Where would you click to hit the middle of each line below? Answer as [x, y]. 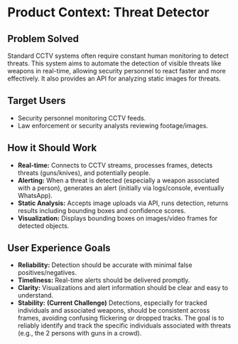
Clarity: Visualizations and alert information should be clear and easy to [123, 288]
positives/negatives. [47, 273]
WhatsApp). [35, 195]
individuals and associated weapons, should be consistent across [114, 311]
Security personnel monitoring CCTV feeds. [82, 118]
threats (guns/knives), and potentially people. [84, 172]
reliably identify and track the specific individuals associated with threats [124, 325]
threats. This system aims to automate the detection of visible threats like [114, 63]
